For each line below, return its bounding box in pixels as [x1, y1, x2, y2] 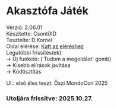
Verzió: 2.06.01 [6, 24, 43, 31]
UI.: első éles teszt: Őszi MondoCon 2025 [6, 79, 108, 87]
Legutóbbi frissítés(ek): [6, 49, 64, 56]
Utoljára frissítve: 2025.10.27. [6, 94, 93, 102]
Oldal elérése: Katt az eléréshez [6, 43, 84, 50]
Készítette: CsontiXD [6, 30, 57, 37]
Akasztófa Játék [6, 4, 89, 18]
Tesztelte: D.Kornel [6, 36, 53, 43]
